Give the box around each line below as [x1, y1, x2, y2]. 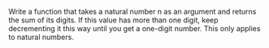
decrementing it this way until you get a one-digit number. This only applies [8, 24, 261, 33]
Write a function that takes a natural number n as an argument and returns [8, 7, 257, 16]
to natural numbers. [8, 32, 75, 42]
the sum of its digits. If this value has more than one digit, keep [8, 15, 219, 25]
